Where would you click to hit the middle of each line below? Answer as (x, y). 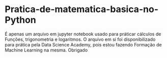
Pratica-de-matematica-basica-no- (82, 9)
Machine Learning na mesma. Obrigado (46, 50)
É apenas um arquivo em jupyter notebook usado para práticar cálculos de (83, 34)
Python (20, 20)
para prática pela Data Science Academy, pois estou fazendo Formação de (83, 44)
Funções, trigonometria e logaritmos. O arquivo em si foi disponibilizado (80, 39)
